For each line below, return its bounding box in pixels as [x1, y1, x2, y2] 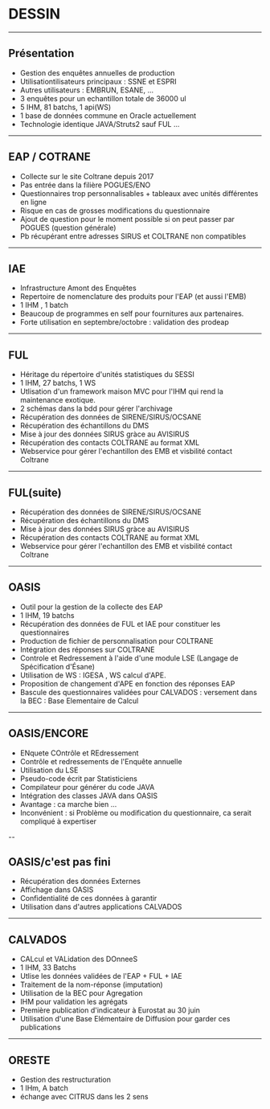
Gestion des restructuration [19, 1074, 111, 1085]
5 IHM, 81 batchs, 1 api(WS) [19, 102, 112, 112]
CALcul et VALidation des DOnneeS [19, 954, 138, 964]
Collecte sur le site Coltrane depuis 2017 [19, 171, 154, 181]
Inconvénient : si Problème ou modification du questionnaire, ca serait [19, 808, 252, 817]
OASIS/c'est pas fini [8, 855, 111, 869]
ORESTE [8, 1054, 51, 1067]
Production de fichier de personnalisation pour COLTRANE [19, 636, 214, 645]
